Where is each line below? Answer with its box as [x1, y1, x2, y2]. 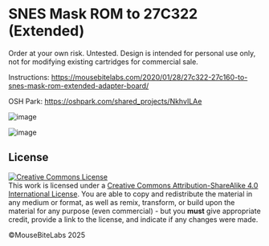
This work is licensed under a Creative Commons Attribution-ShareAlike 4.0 [8, 180, 259, 190]
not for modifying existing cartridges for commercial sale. [8, 57, 198, 67]
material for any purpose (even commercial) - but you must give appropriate [8, 206, 261, 216]
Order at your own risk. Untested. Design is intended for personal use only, [8, 48, 256, 58]
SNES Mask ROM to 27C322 [8, 5, 198, 23]
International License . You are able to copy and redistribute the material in [8, 189, 253, 199]
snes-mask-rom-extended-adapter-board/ [8, 81, 149, 91]
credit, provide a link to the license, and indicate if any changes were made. [8, 214, 259, 224]
